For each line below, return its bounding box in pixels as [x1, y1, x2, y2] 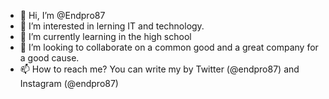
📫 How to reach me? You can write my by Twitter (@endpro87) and [19, 63, 300, 75]
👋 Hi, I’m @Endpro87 [19, 10, 106, 21]
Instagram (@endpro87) [19, 78, 119, 89]
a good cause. [19, 52, 80, 64]
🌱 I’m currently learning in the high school [19, 31, 192, 42]
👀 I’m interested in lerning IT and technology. [19, 20, 205, 32]
